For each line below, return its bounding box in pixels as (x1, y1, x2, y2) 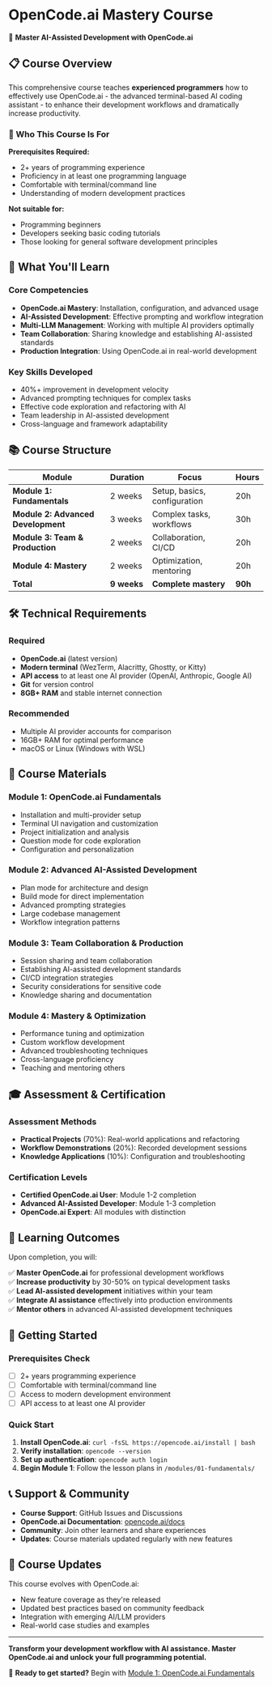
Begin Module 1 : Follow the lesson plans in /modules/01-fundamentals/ (19, 1463, 256, 1473)
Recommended (8, 708, 70, 720)
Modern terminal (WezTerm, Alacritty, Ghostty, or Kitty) (19, 662, 206, 672)
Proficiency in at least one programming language (19, 172, 187, 181)
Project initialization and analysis (19, 827, 130, 837)
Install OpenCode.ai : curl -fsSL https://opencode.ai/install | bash (19, 1438, 257, 1447)
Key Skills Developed (8, 366, 93, 377)
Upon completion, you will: (8, 1252, 97, 1262)
